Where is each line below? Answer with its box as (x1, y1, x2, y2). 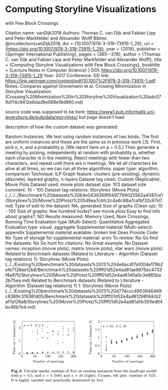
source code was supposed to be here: (5, 109, 86, 115)
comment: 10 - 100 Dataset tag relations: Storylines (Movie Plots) (5, 186, 139, 192)
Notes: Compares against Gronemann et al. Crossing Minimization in (5, 83, 146, 89)
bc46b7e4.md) (5, 304, 36, 310)
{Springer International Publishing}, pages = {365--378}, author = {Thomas (5, 51, 161, 57)
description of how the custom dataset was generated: (5, 124, 119, 130)
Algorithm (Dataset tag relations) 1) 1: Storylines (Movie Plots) (5, 282, 132, 289)
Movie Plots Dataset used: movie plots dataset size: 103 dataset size (5, 181, 146, 187)
